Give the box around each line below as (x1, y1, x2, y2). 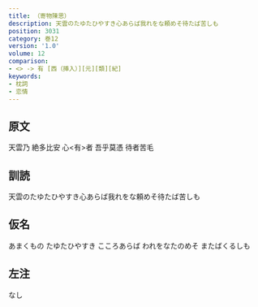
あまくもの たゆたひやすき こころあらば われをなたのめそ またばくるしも (8, 240, 251, 250)
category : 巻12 (8, 34, 58, 43)
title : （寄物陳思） (8, 11, 71, 20)
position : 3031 (8, 27, 60, 35)
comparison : (8, 58, 49, 66)
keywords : (8, 72, 42, 80)
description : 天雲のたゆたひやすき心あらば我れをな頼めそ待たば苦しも (8, 19, 219, 28)
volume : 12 (8, 50, 45, 58)
